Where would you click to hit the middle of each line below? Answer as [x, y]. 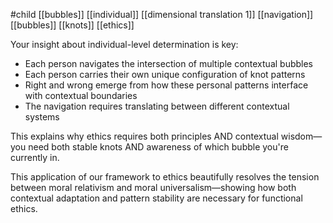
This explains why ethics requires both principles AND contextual [144, 136]
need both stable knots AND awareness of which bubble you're [158, 147]
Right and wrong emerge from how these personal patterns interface [166, 85]
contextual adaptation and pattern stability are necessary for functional [156, 198]
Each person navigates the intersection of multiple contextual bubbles [169, 63]
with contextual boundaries [81, 95]
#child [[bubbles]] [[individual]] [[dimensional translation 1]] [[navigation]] [162, 14]
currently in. [35, 157]
